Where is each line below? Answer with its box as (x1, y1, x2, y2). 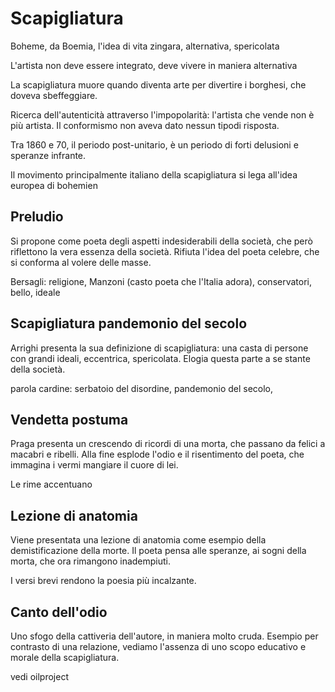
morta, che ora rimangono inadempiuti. (10, 555, 172, 567)
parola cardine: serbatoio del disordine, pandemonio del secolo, (10, 382, 274, 394)
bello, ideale (10, 286, 61, 298)
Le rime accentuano (10, 478, 93, 491)
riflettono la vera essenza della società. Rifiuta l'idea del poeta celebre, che (10, 245, 320, 257)
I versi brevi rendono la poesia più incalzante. (10, 575, 197, 587)
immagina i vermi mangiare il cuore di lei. (10, 459, 179, 471)
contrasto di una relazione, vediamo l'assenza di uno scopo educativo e (10, 641, 307, 652)
